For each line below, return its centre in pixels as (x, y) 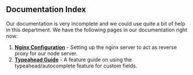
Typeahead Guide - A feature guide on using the (73, 59)
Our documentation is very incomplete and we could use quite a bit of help (96, 23)
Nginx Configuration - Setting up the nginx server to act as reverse (96, 47)
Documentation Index (46, 10)
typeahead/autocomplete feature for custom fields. (76, 66)
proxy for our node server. (46, 53)
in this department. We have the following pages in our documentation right (97, 30)
